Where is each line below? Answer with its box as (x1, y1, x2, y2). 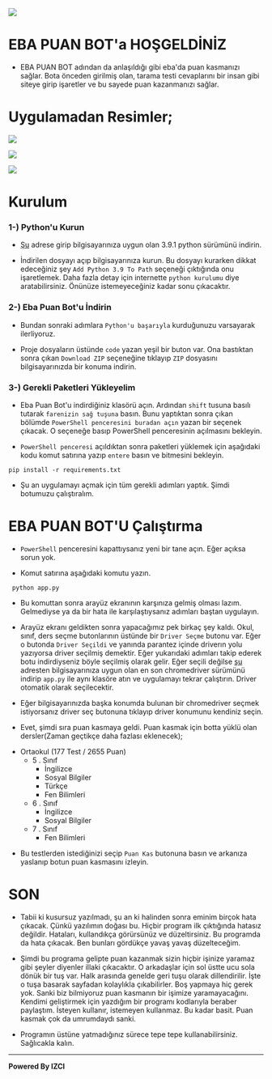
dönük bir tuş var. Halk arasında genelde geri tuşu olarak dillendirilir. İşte (19, 971, 261, 980)
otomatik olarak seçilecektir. (19, 682, 114, 692)
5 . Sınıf (32, 755, 58, 765)
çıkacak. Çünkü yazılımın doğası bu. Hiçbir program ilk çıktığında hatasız (19, 920, 261, 930)
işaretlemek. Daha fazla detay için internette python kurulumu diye (19, 273, 240, 282)
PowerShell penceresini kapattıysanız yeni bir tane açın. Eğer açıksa (19, 543, 246, 554)
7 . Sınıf (32, 824, 58, 834)
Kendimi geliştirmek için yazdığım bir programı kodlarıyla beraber (19, 996, 237, 1006)
